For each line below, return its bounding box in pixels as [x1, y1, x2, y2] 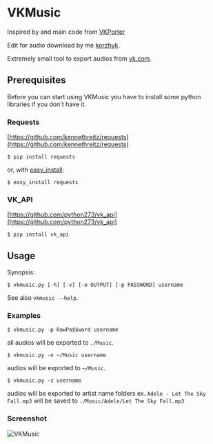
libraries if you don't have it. [7, 100, 87, 108]
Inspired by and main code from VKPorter [7, 28, 125, 36]
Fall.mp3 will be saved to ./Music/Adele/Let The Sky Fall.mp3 [7, 396, 185, 405]
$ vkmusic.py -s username [7, 377, 81, 384]
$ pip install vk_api [7, 231, 70, 239]
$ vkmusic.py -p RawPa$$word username [7, 326, 119, 334]
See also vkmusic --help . [7, 294, 79, 302]
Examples [7, 311, 41, 321]
